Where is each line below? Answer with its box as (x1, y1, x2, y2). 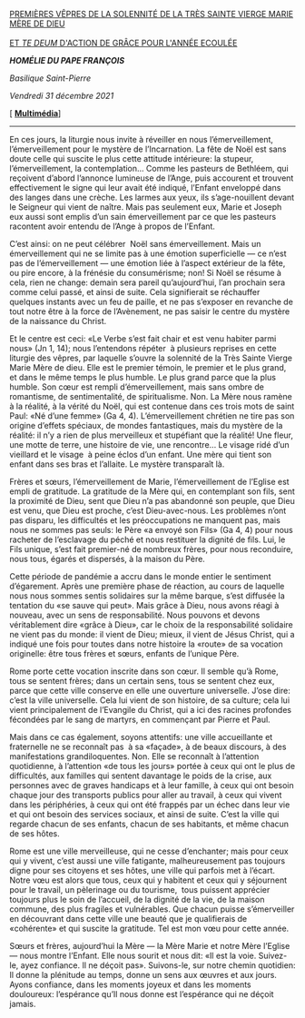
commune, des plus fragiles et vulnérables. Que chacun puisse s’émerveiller (9, 904, 295, 914)
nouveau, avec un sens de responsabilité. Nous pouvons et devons (9, 609, 261, 620)
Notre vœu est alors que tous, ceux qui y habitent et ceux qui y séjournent (9, 875, 288, 885)
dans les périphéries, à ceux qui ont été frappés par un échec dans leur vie (9, 799, 290, 810)
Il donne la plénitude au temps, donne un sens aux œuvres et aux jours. (9, 970, 277, 980)
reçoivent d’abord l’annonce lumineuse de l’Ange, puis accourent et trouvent (9, 173, 294, 183)
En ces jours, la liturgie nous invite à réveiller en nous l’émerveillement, (9, 134, 274, 144)
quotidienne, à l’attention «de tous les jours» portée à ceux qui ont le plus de (9, 761, 296, 771)
